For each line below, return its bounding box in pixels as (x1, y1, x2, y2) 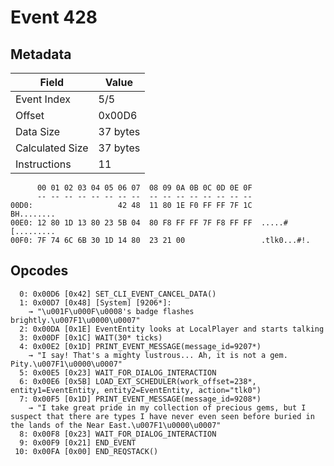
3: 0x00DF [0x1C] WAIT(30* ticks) (19, 332, 163, 343)
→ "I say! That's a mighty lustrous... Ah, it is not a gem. (28, 350, 288, 360)
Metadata (10, 46, 72, 63)
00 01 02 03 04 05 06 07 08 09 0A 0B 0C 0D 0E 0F (36, 183, 253, 193)
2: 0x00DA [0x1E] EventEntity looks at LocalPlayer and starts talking (19, 324, 325, 334)
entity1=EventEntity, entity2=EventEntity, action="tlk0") (10, 385, 262, 395)
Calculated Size (15, 141, 89, 155)
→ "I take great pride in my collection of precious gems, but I (28, 402, 307, 413)
